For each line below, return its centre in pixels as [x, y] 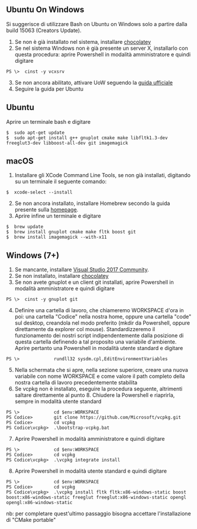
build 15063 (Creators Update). [44, 30]
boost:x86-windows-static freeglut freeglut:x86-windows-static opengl [96, 498]
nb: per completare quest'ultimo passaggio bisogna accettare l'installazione [98, 514]
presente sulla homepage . [46, 210]
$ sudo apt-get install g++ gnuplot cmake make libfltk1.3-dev [87, 138]
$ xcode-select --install [39, 193]
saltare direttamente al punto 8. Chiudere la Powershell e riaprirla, [95, 395]
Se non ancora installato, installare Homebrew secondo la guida [92, 203]
